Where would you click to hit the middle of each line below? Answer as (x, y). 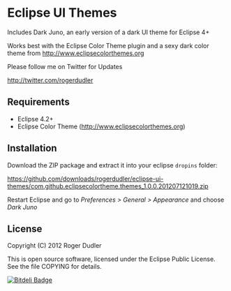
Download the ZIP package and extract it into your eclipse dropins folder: (112, 165)
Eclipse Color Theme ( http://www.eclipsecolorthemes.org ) (101, 126)
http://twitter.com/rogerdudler (50, 80)
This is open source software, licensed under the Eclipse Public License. (111, 259)
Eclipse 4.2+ (35, 119)
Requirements (38, 102)
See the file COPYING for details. (55, 267)
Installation (32, 148)
